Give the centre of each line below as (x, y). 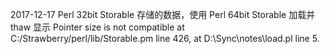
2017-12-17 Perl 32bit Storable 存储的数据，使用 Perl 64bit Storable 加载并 (163, 14)
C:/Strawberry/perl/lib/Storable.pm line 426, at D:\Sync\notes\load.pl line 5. (165, 38)
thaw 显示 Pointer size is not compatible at (97, 27)
